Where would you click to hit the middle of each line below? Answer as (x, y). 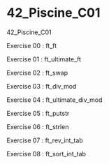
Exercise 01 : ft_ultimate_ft (44, 59)
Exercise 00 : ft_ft (32, 45)
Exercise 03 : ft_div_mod (42, 86)
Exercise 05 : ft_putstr (38, 113)
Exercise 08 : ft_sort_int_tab (46, 154)
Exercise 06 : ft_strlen (38, 126)
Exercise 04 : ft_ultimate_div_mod (54, 100)
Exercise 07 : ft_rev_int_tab (45, 140)
